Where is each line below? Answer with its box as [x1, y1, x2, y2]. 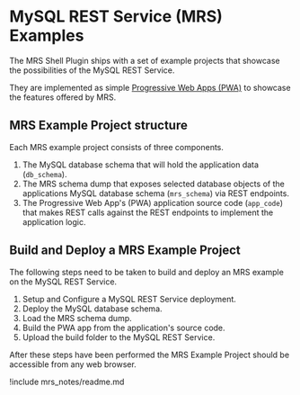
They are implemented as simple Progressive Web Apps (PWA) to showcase [9, 82, 291, 93]
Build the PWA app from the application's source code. [22, 322, 226, 333]
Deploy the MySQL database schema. [22, 303, 163, 314]
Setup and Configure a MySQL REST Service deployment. [22, 293, 236, 304]
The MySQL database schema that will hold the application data [22, 159, 259, 170]
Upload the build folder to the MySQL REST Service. [22, 331, 216, 343]
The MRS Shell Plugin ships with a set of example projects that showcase [9, 55, 280, 66]
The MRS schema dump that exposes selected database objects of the [22, 178, 285, 189]
